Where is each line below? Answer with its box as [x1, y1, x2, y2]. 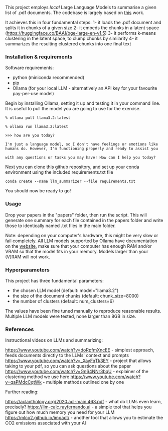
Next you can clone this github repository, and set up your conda [5, 164, 139, 170]
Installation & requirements [5, 53, 73, 60]
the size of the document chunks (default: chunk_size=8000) [12, 293, 139, 299]
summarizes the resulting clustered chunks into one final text [5, 41, 131, 47]
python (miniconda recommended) [12, 75, 85, 81]
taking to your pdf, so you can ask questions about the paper [5, 363, 131, 369]
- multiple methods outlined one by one [42, 379, 124, 385]
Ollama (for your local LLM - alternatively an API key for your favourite [12, 85, 157, 91]
